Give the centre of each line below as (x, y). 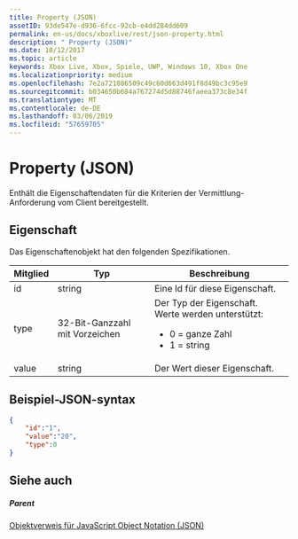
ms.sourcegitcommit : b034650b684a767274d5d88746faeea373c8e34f (129, 91)
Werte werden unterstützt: (209, 314)
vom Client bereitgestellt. (103, 202)
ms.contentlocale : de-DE (55, 108)
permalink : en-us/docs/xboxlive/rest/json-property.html (117, 34)
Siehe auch (41, 481)
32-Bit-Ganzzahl (94, 323)
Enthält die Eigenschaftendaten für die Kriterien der (103, 192)
